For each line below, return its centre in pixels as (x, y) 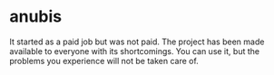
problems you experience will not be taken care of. (104, 61)
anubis (36, 17)
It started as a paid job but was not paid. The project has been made (137, 42)
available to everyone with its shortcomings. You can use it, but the (135, 51)
